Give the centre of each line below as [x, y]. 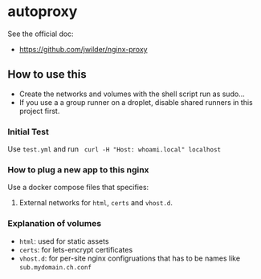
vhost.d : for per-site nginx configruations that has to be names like [130, 258]
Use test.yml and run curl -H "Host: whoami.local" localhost [114, 149]
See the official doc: [41, 34]
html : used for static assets [64, 241]
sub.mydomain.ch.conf [55, 267]
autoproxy [43, 12]
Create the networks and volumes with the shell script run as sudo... [132, 94]
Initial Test [28, 131]
